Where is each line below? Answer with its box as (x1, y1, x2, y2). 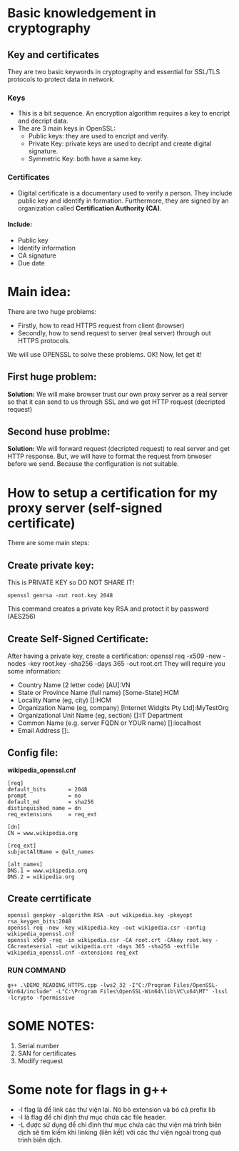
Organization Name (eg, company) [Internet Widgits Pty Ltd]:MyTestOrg (17, 703, 230, 711)
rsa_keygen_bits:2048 (7, 918, 72, 925)
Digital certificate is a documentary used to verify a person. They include (17, 188, 233, 197)
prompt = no (7, 792, 81, 799)
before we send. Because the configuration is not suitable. (7, 460, 180, 468)
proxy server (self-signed (7, 500, 163, 516)
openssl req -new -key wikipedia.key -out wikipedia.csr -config (7, 924, 205, 931)
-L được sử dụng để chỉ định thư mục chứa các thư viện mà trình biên (17, 1120, 223, 1129)
